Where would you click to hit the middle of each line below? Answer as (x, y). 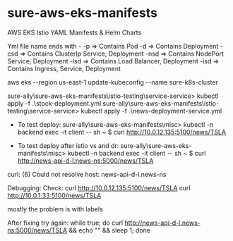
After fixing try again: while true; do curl (65, 223)
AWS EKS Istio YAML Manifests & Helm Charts (74, 32)
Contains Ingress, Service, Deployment (64, 68)
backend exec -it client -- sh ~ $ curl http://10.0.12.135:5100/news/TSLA (122, 132)
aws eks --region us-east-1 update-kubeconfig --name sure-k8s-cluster (113, 82)
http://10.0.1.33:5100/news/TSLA (54, 195)
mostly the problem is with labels (55, 209)
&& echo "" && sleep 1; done (109, 230)
